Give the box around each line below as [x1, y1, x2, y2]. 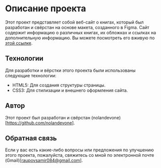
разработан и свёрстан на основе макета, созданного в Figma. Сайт [5, 24, 150, 30]
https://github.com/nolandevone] [6, 120, 74, 126]
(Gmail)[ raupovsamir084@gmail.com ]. [5, 158, 83, 164]
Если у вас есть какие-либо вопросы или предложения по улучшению [5, 147, 154, 153]
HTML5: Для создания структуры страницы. [12, 82, 106, 88]
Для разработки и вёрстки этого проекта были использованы [5, 67, 136, 73]
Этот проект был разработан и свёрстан [5, 114, 91, 120]
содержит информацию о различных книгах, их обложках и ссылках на [5, 29, 157, 35]
